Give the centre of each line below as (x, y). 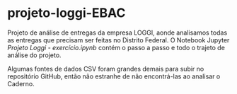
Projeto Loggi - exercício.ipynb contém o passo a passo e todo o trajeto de (116, 47)
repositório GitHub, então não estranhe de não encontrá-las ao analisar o (114, 76)
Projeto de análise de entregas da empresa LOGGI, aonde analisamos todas (117, 33)
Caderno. (21, 83)
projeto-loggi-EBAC (67, 13)
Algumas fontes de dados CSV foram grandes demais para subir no (106, 69)
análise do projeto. (34, 55)
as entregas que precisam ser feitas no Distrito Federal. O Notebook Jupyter (118, 40)
